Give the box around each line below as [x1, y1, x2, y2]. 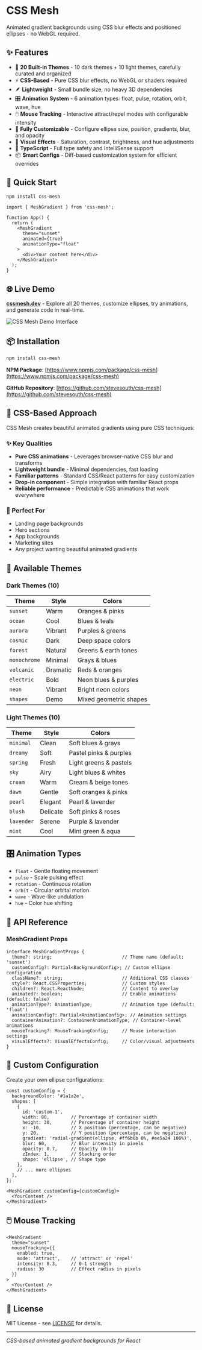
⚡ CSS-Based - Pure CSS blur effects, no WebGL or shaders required [14, 77, 188, 84]
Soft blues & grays [69, 739, 121, 748]
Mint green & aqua [69, 827, 121, 836]
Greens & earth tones [77, 646, 138, 655]
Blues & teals [77, 617, 114, 625]
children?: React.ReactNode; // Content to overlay [11, 985, 179, 992]
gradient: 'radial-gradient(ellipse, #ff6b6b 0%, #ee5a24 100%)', [22, 1135, 192, 1141]
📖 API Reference [6, 917, 68, 927]
